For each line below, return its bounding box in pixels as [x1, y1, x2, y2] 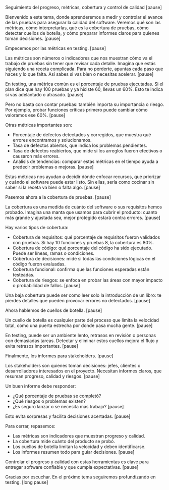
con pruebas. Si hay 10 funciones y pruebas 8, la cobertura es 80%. [12, 240, 154, 245]
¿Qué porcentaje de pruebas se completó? [12, 393, 101, 399]
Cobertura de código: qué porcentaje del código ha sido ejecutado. [12, 245, 153, 251]
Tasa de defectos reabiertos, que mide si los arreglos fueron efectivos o [12, 148, 162, 153]
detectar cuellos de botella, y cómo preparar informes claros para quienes [5, 30, 160, 36]
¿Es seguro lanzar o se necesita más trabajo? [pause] [12, 404, 124, 409]
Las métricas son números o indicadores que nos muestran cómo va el [5, 55, 153, 61]
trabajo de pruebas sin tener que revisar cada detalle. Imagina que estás [5, 61, 156, 66]
